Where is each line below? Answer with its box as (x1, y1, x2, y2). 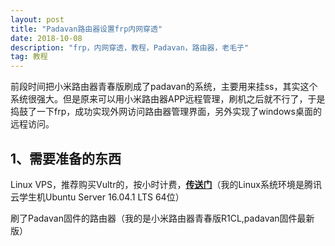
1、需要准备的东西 (10, 150, 122, 167)
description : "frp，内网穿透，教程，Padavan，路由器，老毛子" (10, 42, 250, 53)
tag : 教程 (10, 52, 48, 62)
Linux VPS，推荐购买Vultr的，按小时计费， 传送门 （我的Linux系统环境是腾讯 (10, 178, 322, 190)
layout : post (10, 14, 65, 25)
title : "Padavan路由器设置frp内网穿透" (10, 24, 163, 34)
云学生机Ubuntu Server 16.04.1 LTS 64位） (10, 191, 185, 203)
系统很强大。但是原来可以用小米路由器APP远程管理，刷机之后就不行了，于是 (10, 93, 326, 105)
